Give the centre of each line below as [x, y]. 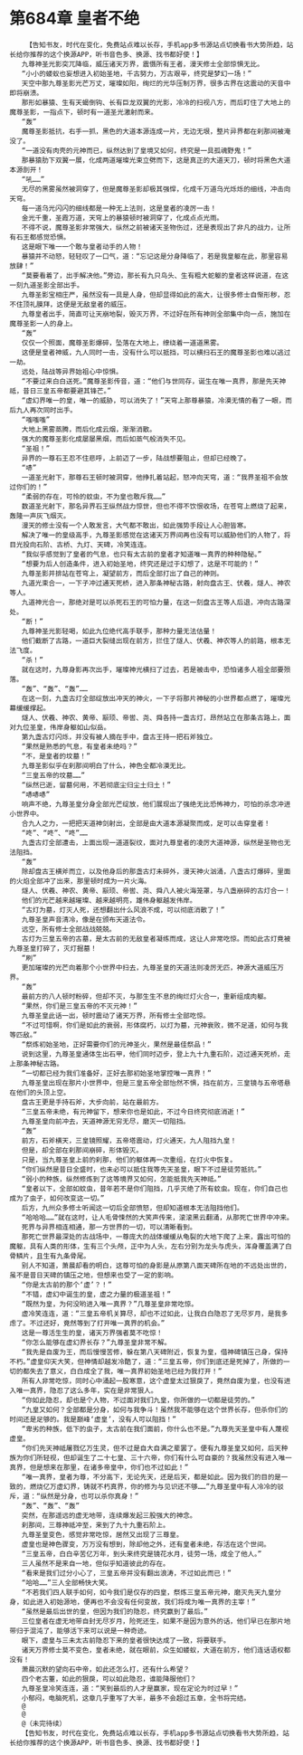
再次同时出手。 [53, 410]
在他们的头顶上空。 [40, 1092]
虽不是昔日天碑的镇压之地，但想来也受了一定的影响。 [94, 1275]
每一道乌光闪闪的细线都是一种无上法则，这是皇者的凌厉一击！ [119, 208]
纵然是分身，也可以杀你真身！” [90, 1496]
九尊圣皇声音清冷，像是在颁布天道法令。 [85, 919]
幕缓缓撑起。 [30, 708]
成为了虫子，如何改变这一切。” [57, 1198]
